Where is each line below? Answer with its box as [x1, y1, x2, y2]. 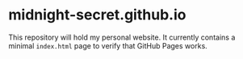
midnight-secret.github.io [8, 6, 186, 24]
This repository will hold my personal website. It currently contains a [8, 32, 236, 42]
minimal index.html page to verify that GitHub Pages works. [8, 40, 207, 50]
